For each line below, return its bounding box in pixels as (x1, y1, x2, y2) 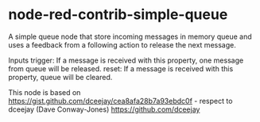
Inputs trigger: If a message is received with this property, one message (8, 55, 244, 65)
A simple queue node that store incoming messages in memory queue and (8, 32, 252, 41)
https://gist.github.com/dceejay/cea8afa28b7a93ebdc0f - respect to (8, 96, 233, 105)
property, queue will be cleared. (8, 72, 113, 82)
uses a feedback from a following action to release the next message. (8, 40, 236, 49)
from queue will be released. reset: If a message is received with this (8, 63, 234, 73)
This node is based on (8, 87, 81, 97)
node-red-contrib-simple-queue (8, 6, 228, 24)
